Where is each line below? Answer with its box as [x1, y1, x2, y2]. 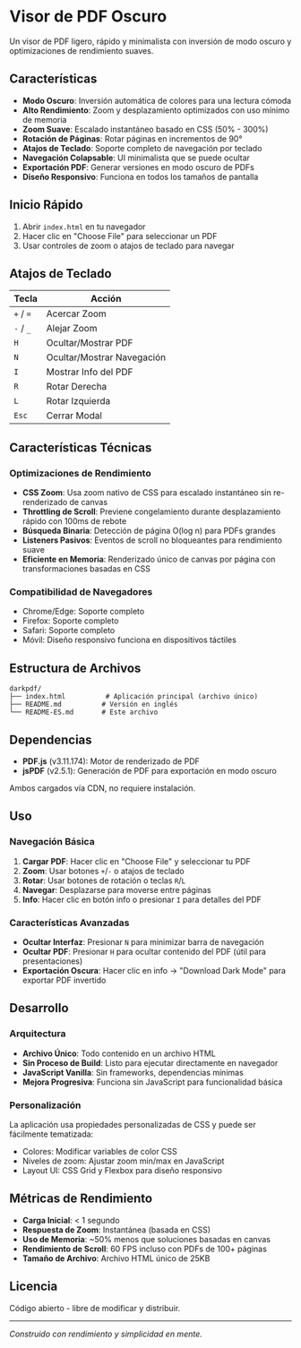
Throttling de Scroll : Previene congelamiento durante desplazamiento [21, 506, 281, 517]
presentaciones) [21, 956, 83, 966]
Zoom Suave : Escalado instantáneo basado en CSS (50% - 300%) [21, 124, 269, 134]
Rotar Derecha [46, 381, 107, 393]
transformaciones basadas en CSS [21, 563, 150, 574]
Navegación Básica [9, 836, 96, 848]
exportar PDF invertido [21, 975, 107, 985]
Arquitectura [9, 1027, 66, 1040]
